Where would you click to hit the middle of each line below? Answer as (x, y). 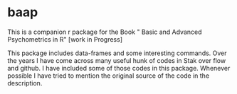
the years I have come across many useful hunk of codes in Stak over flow (117, 60)
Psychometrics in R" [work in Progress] (65, 39)
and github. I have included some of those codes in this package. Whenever (119, 68)
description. (25, 83)
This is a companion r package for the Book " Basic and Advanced (105, 32)
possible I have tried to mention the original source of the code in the (109, 76)
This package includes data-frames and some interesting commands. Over (117, 53)
